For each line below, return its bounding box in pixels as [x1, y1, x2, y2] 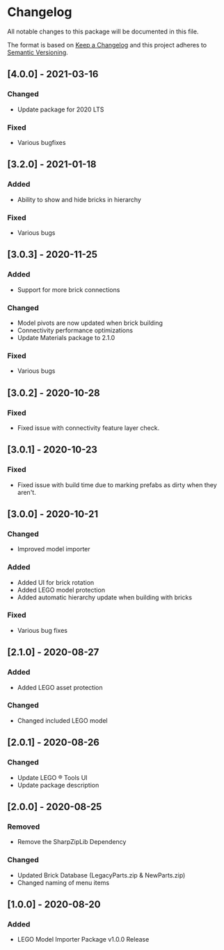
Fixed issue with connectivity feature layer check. [17, 423, 160, 432]
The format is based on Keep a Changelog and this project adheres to [7, 40, 207, 49]
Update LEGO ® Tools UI [17, 773, 88, 781]
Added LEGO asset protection [17, 683, 103, 691]
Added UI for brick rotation [17, 578, 95, 586]
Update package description [17, 781, 99, 789]
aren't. [17, 488, 36, 496]
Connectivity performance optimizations [17, 325, 134, 335]
